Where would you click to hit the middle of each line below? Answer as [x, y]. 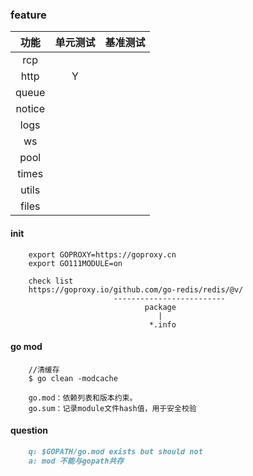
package [160, 307]
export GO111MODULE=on [75, 263]
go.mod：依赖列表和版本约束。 [83, 398]
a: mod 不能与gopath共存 [76, 461]
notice [30, 109]
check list [51, 281]
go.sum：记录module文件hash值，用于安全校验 [112, 408]
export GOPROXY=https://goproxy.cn [102, 254]
